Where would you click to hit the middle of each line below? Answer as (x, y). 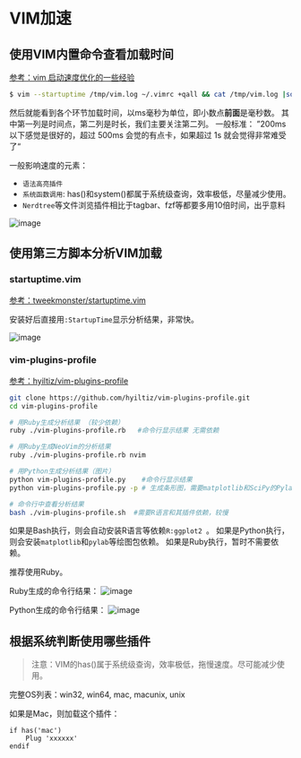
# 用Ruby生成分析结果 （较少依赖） (67, 422)
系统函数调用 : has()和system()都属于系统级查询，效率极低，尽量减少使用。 (156, 194)
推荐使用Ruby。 (39, 572)
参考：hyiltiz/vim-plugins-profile (69, 381)
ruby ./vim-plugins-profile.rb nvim (77, 455)
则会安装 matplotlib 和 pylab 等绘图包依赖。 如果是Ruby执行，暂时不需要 (140, 542)
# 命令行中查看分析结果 (47, 504)
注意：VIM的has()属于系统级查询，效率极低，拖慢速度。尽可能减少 (154, 665)
